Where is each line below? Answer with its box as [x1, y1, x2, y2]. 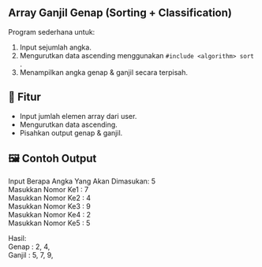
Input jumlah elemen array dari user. [19, 111, 137, 121]
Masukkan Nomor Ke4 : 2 [8, 210, 91, 220]
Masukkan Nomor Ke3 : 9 [8, 202, 91, 211]
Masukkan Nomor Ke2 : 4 [8, 193, 91, 203]
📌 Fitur [8, 91, 42, 104]
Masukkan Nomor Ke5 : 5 [8, 218, 91, 228]
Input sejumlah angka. [19, 43, 92, 52]
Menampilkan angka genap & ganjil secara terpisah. [19, 67, 188, 77]
